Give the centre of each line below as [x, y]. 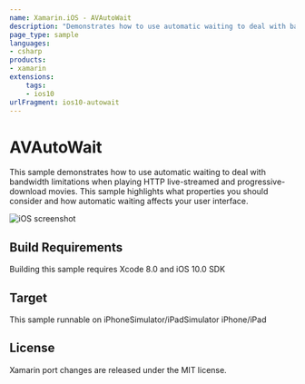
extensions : [32, 77]
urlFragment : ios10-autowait [64, 102]
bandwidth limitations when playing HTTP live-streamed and [123, 182]
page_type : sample [44, 34]
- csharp [26, 52]
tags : [36, 85]
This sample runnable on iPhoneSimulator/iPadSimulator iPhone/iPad [138, 320]
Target [29, 297]
